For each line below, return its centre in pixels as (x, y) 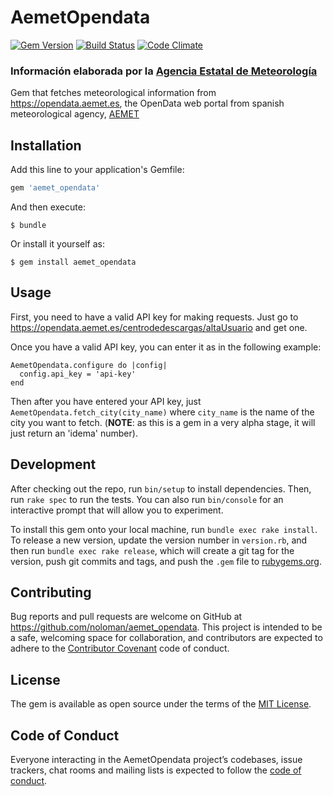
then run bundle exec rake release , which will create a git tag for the (152, 550)
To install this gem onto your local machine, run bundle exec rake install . (164, 529)
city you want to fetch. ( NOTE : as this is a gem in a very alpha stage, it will (163, 422)
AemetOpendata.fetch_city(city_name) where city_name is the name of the (162, 412)
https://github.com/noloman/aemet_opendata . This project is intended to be (166, 627)
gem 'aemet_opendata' (55, 188)
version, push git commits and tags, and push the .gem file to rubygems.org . (166, 561)
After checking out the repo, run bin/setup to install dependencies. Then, (161, 488)
